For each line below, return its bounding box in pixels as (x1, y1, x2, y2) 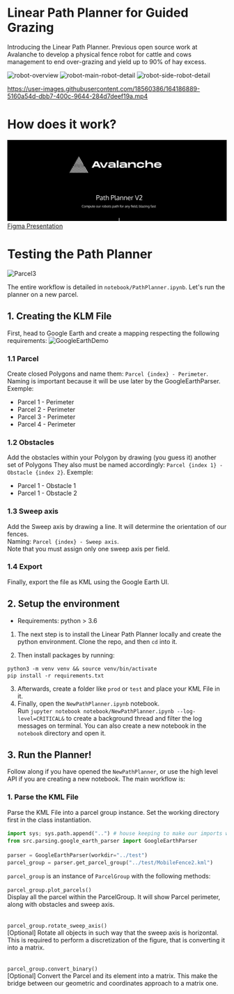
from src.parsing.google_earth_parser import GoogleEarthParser (7, 837, 198, 844)
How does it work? (7, 116, 117, 132)
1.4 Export (7, 562, 43, 572)
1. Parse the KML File (7, 793, 79, 802)
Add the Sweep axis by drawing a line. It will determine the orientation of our (7, 522, 227, 530)
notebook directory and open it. (17, 728, 107, 737)
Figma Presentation (7, 222, 63, 230)
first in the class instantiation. (7, 816, 92, 824)
